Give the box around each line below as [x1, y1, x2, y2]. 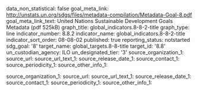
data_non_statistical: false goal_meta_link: [6, 5, 109, 12]
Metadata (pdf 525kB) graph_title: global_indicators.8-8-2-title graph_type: [6, 24, 190, 31]
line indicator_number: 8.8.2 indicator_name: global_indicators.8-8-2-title [6, 30, 186, 37]
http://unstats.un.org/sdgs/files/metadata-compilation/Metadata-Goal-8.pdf [6, 11, 192, 18]
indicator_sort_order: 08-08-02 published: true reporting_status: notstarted [6, 37, 190, 43]
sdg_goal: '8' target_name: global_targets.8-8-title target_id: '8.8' [6, 42, 166, 50]
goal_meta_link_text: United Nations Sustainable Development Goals [6, 18, 174, 24]
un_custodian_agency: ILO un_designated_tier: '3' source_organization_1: [6, 49, 184, 55]
